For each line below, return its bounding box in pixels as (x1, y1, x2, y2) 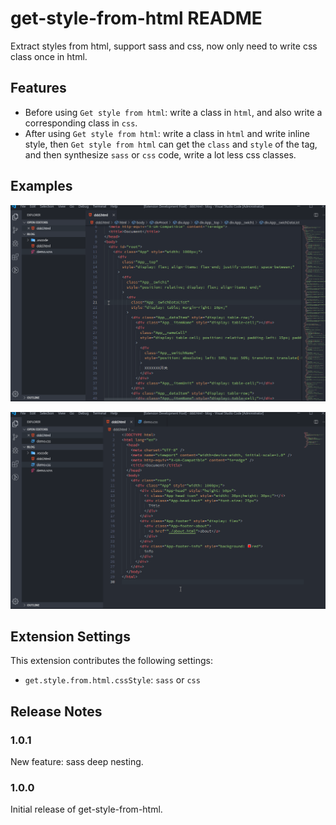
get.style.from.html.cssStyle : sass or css (24, 674, 201, 686)
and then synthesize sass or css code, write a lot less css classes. (24, 148, 297, 161)
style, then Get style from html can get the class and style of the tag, (24, 138, 318, 150)
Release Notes (10, 703, 103, 720)
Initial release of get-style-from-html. (10, 803, 163, 816)
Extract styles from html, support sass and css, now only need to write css (10, 40, 318, 52)
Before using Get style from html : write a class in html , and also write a (24, 106, 323, 118)
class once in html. (10, 50, 88, 62)
